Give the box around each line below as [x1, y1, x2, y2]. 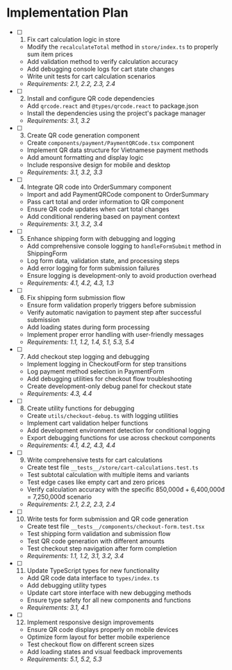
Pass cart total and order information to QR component [26, 197, 185, 206]
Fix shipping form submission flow [26, 293, 126, 301]
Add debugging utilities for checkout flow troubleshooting [26, 374, 192, 383]
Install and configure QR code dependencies [26, 94, 155, 102]
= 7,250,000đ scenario [26, 492, 92, 501]
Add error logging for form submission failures [26, 264, 160, 272]
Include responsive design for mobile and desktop [26, 160, 171, 169]
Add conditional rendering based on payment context [26, 212, 180, 220]
